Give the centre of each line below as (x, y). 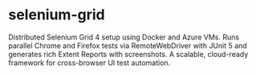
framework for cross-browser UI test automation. (89, 63)
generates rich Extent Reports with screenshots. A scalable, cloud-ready (128, 54)
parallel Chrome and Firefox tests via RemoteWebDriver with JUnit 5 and (128, 45)
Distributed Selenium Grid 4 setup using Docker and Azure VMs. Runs (124, 37)
